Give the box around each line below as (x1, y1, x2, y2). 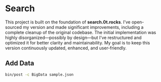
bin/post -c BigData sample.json (5, 72, 74, 77)
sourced (5, 24, 22, 30)
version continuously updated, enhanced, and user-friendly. (5, 45, 127, 51)
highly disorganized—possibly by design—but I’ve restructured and (5, 35, 142, 41)
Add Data (5, 59, 34, 67)
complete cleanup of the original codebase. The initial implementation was (5, 29, 157, 35)
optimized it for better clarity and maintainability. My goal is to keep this (5, 40, 150, 45)
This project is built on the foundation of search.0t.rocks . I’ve (5, 19, 130, 25)
